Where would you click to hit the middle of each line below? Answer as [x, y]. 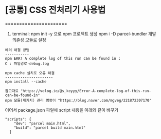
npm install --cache [26, 81]
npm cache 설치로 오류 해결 [30, 73]
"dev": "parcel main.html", [42, 123]
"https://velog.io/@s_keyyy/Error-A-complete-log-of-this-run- [86, 91]
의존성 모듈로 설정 [29, 40]
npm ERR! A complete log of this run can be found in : [63, 58]
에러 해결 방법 [17, 50]
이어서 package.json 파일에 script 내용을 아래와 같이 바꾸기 [62, 110]
